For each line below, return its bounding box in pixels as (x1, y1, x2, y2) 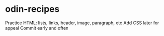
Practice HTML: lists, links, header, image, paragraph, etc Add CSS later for (5, 20, 160, 26)
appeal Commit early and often (5, 25, 69, 31)
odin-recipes (5, 3, 60, 15)
